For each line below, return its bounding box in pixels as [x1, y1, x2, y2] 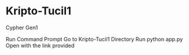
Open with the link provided [5, 42, 75, 49]
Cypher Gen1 [5, 24, 38, 31]
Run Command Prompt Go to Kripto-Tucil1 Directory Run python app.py [5, 35, 183, 42]
